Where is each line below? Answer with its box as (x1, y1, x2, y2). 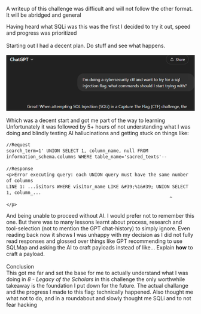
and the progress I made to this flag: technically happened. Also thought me (6, 288, 193, 295)
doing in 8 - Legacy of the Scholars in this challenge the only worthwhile (6, 275, 185, 283)
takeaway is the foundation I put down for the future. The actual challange (6, 282, 188, 289)
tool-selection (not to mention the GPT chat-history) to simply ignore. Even (6, 224, 190, 232)
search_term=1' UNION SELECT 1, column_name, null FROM (6, 148, 148, 154)
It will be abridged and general (6, 11, 82, 19)
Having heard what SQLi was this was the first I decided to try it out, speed (6, 23, 191, 30)
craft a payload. (6, 250, 45, 257)
